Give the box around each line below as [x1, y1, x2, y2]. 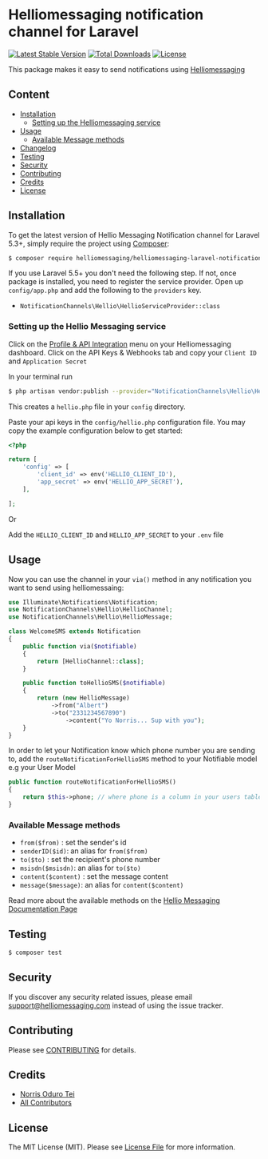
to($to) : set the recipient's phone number [19, 855, 161, 864]
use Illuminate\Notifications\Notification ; [8, 598, 159, 606]
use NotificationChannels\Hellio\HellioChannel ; [8, 606, 173, 614]
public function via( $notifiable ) [22, 642, 137, 650]
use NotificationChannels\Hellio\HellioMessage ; [8, 613, 173, 621]
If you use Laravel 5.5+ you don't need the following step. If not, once [8, 268, 237, 278]
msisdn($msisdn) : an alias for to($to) [19, 863, 141, 873]
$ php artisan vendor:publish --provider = [8, 387, 152, 395]
